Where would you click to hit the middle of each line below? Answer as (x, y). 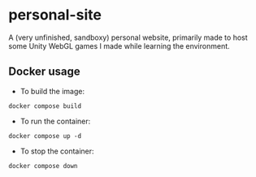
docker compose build (45, 106)
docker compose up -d (45, 136)
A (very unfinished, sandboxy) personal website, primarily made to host (128, 37)
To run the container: (55, 121)
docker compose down (43, 166)
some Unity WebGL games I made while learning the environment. (119, 45)
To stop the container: (57, 151)
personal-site (55, 15)
